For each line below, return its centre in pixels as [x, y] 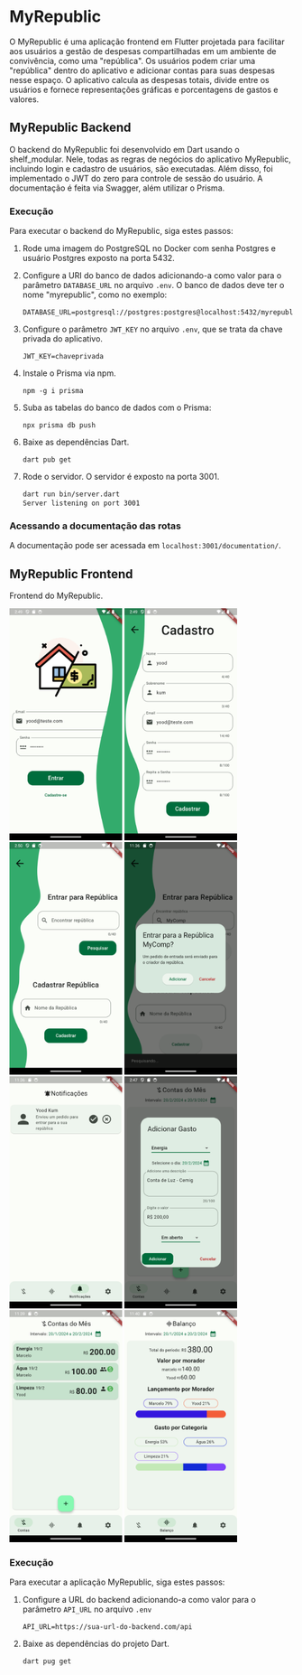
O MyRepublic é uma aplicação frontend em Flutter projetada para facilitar [147, 42]
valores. [24, 99]
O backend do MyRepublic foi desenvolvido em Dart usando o [125, 149]
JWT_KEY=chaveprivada [63, 357]
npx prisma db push [59, 426]
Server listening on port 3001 [81, 503]
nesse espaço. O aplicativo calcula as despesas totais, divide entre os [139, 80]
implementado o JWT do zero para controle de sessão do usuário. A [136, 178]
